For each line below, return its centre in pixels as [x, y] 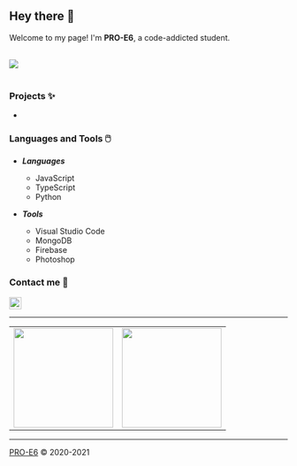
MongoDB [53, 241]
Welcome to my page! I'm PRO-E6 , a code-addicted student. [120, 37]
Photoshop [55, 260]
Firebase [51, 250]
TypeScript [55, 187]
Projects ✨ [32, 95]
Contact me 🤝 [39, 282]
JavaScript [55, 179]
